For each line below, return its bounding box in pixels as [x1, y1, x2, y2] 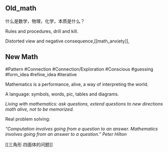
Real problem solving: [5, 116, 50, 122]
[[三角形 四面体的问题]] [5, 141, 53, 147]
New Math [5, 53, 38, 61]
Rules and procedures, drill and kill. [5, 28, 79, 34]
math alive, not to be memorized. [5, 106, 74, 112]
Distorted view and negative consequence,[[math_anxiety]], [5, 38, 130, 44]
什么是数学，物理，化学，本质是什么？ [5, 18, 85, 24]
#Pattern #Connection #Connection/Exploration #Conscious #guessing [5, 66, 153, 72]
